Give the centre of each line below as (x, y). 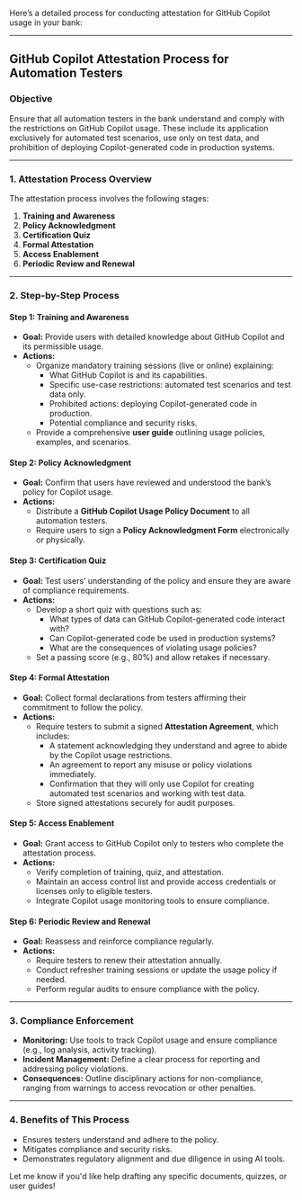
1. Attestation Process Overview (81, 179)
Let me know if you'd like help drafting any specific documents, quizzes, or (148, 1176)
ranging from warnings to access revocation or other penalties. (139, 1088)
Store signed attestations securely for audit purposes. (135, 802)
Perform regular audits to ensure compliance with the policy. (147, 990)
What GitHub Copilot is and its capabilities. (128, 375)
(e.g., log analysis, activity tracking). (89, 1050)
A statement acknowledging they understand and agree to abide (168, 745)
